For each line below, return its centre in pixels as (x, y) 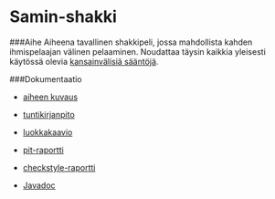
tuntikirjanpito (48, 114)
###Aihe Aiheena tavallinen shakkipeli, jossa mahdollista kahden (131, 42)
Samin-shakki (63, 17)
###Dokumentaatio (46, 79)
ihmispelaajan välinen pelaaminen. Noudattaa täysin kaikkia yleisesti (138, 51)
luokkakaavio (48, 132)
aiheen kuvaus (50, 97)
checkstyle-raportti (59, 167)
